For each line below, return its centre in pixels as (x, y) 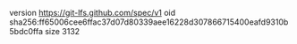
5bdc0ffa (26, 31)
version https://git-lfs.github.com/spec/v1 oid (93, 13)
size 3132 (62, 31)
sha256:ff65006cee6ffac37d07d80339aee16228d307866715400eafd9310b (149, 22)
